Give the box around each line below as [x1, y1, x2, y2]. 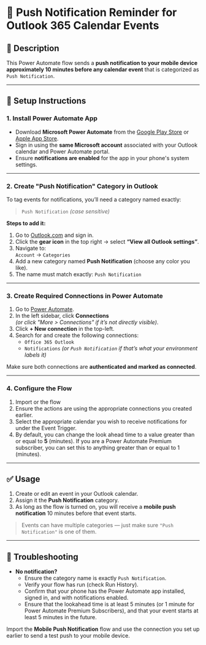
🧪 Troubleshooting [6, 552, 78, 562]
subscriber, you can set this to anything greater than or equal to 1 [15, 444, 180, 451]
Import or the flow [15, 398, 61, 406]
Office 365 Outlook [24, 339, 75, 346]
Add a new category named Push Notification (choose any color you [15, 257, 190, 265]
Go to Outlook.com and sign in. [15, 231, 94, 239]
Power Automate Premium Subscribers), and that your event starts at [24, 607, 199, 614]
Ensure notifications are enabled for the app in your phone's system [15, 154, 189, 161]
